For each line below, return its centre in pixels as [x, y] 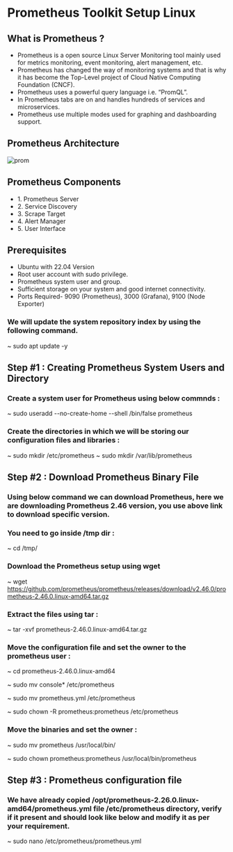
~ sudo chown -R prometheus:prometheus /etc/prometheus [93, 712]
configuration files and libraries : [64, 440]
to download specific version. [58, 515]
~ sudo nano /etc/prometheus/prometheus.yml [74, 841]
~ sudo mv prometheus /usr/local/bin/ [62, 745]
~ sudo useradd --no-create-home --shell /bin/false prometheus [100, 413]
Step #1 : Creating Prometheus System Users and [116, 368]
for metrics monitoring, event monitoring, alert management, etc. [110, 63]
